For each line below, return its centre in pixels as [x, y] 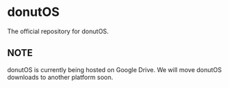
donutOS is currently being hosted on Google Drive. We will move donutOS [114, 69]
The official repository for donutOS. [58, 31]
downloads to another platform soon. [60, 77]
